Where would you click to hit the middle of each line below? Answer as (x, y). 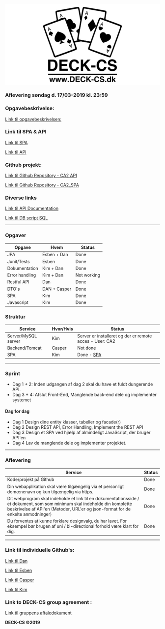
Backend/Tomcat (24, 348)
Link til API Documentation (32, 209)
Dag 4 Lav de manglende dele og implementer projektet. (69, 443)
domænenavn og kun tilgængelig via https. (50, 492)
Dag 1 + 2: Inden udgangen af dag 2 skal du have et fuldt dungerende (82, 384)
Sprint (13, 373)
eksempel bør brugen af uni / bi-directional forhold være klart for (73, 526)
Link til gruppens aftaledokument (39, 613)
